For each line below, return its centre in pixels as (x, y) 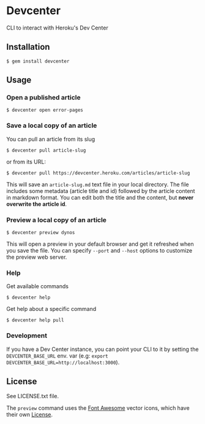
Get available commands (38, 286)
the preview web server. (37, 257)
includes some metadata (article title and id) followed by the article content (101, 190)
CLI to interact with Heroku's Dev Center (57, 28)
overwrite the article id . (37, 204)
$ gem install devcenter (38, 61)
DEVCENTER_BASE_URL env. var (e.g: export (57, 355)
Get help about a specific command (51, 309)
